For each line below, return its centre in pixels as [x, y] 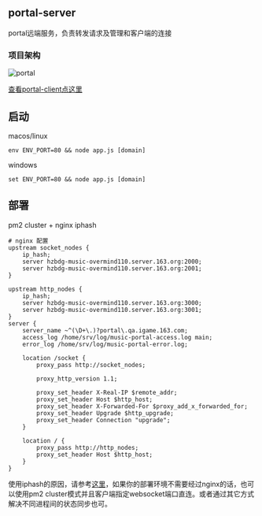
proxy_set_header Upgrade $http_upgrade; [105, 413]
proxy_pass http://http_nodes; [88, 447]
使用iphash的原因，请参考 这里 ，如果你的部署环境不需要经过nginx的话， [124, 484]
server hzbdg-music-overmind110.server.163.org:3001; [112, 310]
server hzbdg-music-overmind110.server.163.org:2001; [112, 268]
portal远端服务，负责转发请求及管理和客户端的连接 [90, 33]
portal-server [42, 13]
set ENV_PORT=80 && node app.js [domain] [77, 179]
